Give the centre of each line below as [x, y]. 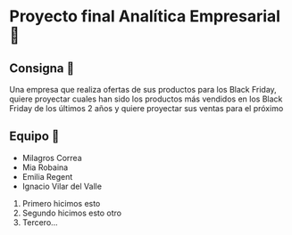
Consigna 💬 [42, 68]
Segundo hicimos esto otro [72, 213]
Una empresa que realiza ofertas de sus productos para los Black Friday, [143, 89]
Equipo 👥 [34, 137]
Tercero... [40, 222]
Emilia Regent [47, 176]
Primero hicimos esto [61, 203]
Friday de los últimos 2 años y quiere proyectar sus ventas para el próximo [146, 108]
